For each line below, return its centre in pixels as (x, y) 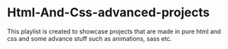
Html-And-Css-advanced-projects (109, 13)
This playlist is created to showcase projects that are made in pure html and (114, 31)
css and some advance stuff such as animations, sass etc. (90, 38)
